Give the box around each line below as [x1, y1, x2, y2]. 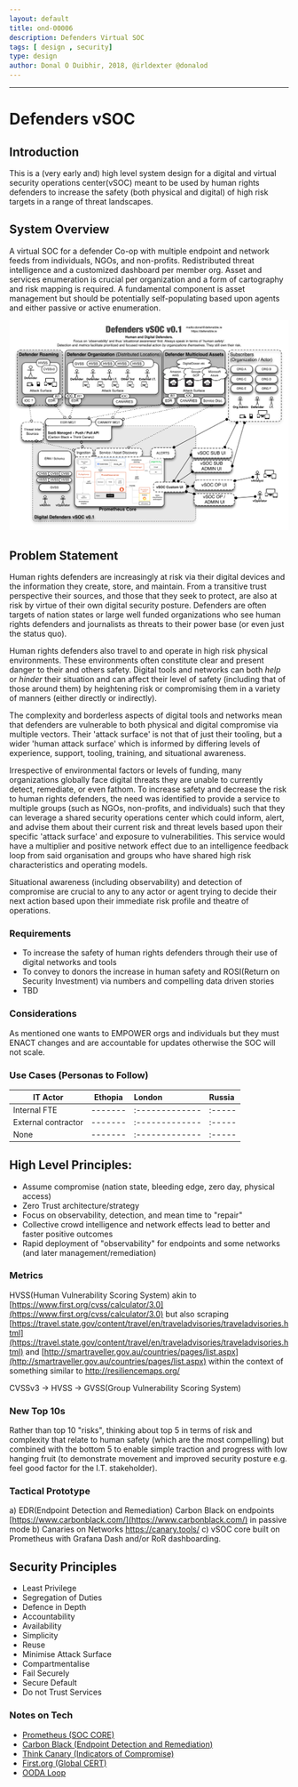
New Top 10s [9, 1405, 66, 1417]
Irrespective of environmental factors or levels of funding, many [9, 765, 242, 776]
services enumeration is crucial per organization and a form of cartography [9, 274, 284, 285]
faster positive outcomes [21, 1228, 114, 1239]
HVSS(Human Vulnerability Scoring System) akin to [9, 1290, 197, 1300]
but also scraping [165, 1308, 229, 1319]
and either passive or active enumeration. [9, 302, 161, 313]
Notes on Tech [9, 1709, 74, 1721]
